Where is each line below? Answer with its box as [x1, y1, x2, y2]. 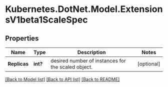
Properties [5, 34, 39, 42]
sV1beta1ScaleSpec [5, 14, 88, 25]
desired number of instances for [50, 57, 126, 64]
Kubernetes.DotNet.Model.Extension [5, 3, 163, 15]
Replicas [7, 60, 29, 67]
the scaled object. [50, 63, 92, 70]
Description [77, 49, 106, 55]
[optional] [137, 60, 160, 67]
